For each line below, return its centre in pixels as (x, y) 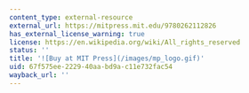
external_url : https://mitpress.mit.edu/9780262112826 (113, 26)
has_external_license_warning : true (77, 34)
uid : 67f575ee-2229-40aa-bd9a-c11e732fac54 (91, 67)
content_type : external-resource (71, 17)
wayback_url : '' (39, 75)
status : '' (29, 50)
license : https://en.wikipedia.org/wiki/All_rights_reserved (125, 42)
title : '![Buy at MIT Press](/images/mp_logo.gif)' (107, 58)
